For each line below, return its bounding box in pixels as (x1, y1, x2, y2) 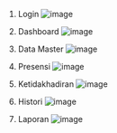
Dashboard (17, 26, 60, 36)
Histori (17, 96, 43, 107)
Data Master (17, 43, 64, 54)
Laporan (17, 114, 49, 124)
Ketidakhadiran (17, 79, 75, 90)
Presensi (17, 62, 51, 71)
